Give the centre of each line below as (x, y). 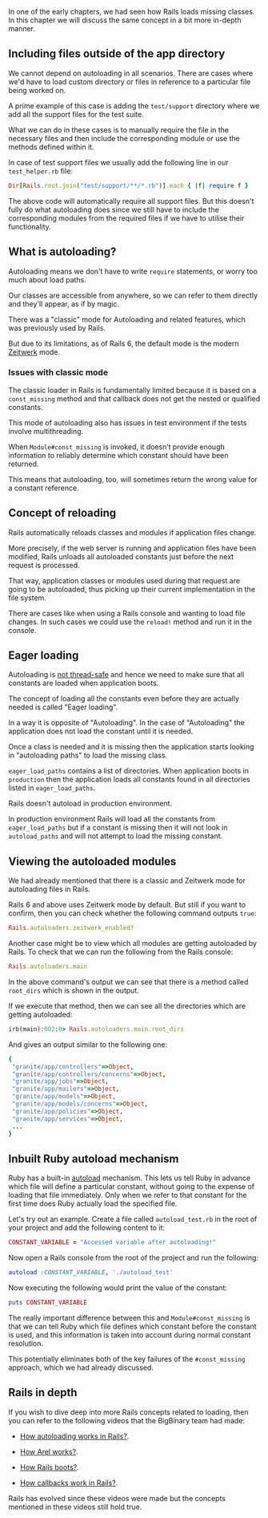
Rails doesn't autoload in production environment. (90, 804)
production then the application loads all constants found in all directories (129, 779)
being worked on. (37, 90)
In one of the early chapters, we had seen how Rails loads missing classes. (132, 12)
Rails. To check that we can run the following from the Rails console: (121, 952)
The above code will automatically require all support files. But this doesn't (131, 201)
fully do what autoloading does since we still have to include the (114, 209)
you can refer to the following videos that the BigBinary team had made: (127, 1420)
